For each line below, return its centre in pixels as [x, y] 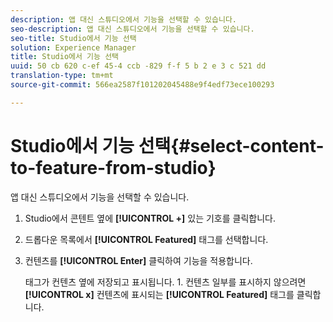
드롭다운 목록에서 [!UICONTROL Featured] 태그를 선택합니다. [146, 239]
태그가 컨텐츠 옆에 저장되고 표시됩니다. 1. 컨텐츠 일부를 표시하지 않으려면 [165, 282]
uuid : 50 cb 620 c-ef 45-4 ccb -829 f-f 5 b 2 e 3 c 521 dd [138, 66]
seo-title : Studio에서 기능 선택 [73, 38]
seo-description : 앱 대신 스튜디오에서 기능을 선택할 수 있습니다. [132, 29]
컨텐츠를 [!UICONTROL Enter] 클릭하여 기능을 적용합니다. [138, 260]
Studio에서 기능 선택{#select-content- [167, 145]
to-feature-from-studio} [113, 167]
